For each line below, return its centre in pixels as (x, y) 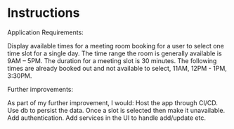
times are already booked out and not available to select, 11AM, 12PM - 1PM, (117, 68)
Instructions (44, 13)
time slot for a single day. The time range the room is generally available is (115, 53)
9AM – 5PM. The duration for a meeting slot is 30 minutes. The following (112, 60)
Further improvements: (40, 89)
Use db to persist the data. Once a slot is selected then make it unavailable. (116, 110)
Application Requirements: (46, 32)
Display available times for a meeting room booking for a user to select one (116, 46)
